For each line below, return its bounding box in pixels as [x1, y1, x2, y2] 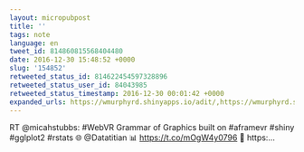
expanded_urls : [9, 97, 67, 107]
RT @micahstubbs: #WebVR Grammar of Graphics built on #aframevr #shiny [9, 122, 295, 133]
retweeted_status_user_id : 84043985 [9, 81, 147, 90]
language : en [9, 38, 59, 48]
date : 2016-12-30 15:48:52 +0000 [9, 55, 136, 64]
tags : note [9, 30, 51, 39]
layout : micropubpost [9, 13, 91, 23]
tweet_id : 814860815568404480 [9, 47, 124, 56]
